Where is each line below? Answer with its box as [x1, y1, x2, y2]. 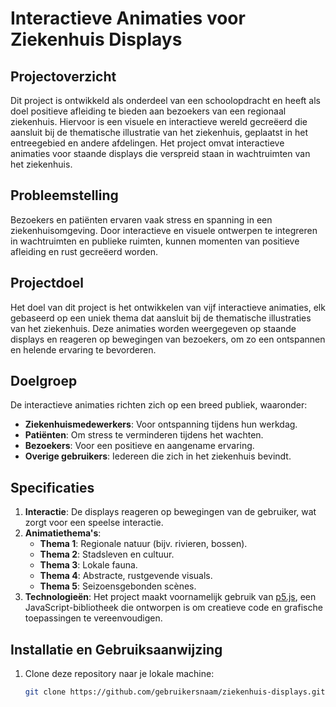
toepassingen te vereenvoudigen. [24, 612, 163, 624]
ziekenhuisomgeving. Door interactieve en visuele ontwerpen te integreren [10, 224, 318, 236]
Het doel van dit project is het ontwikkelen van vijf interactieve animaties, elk [10, 301, 326, 313]
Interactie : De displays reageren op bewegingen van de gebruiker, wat [24, 506, 317, 518]
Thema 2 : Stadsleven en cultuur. [39, 548, 175, 561]
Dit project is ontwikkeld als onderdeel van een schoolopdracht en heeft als [10, 95, 322, 106]
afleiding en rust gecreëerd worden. [10, 245, 159, 257]
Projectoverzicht [10, 68, 117, 85]
